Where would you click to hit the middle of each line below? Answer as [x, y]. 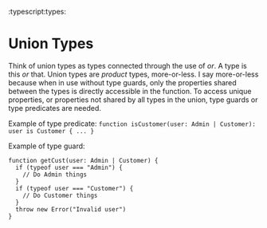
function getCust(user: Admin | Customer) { [83, 160]
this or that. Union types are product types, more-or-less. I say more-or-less [133, 74]
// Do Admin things [55, 175]
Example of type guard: [47, 146]
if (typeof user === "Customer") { [75, 188]
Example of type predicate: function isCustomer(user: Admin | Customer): [132, 124]
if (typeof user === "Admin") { [69, 167]
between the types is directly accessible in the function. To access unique [130, 91]
